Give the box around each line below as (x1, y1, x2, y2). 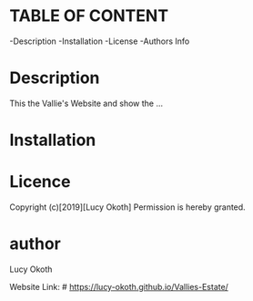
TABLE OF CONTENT (9, 5, 169, 26)
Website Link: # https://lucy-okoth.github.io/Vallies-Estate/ (9, 281, 229, 292)
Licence (9, 171, 71, 192)
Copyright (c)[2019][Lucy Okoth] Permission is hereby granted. (9, 202, 246, 213)
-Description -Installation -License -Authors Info (9, 36, 190, 47)
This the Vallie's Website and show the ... (9, 98, 164, 109)
